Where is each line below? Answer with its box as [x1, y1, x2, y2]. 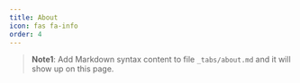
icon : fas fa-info [9, 21, 78, 30]
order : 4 [9, 29, 42, 38]
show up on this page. [31, 63, 114, 74]
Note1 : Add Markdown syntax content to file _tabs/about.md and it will [31, 54, 291, 65]
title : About [9, 12, 59, 22]
